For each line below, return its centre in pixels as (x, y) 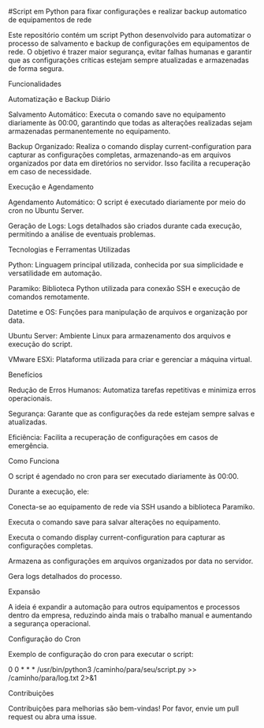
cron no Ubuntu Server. (46, 211)
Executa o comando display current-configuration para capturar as (117, 537)
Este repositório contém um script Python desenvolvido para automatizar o (130, 35)
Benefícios (26, 375)
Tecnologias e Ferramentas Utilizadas (69, 249)
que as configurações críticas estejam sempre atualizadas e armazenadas (129, 60)
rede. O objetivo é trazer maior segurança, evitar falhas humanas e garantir (130, 52)
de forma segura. (36, 69)
